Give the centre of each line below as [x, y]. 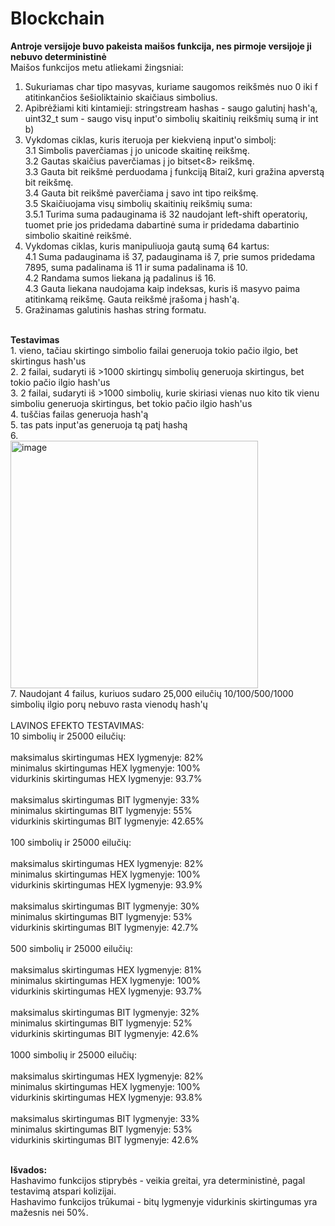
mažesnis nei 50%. [49, 1212]
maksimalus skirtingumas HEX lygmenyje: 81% [106, 969]
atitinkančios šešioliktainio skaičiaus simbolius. [121, 97]
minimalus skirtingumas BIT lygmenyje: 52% [101, 1023]
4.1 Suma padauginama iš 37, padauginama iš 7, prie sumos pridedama [170, 256]
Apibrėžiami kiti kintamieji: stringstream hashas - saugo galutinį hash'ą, [171, 108]
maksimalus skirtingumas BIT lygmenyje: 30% [105, 906]
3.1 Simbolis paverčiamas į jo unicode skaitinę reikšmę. [137, 150]
